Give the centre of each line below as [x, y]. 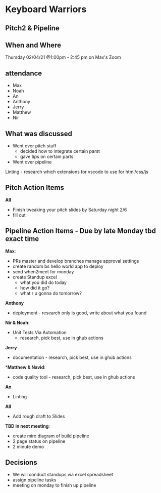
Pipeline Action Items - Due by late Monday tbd [81, 231]
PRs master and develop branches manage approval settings [76, 261]
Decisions [21, 462]
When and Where [33, 45]
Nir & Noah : [17, 322]
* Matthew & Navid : [25, 367]
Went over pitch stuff [34, 146]
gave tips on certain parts [47, 157]
